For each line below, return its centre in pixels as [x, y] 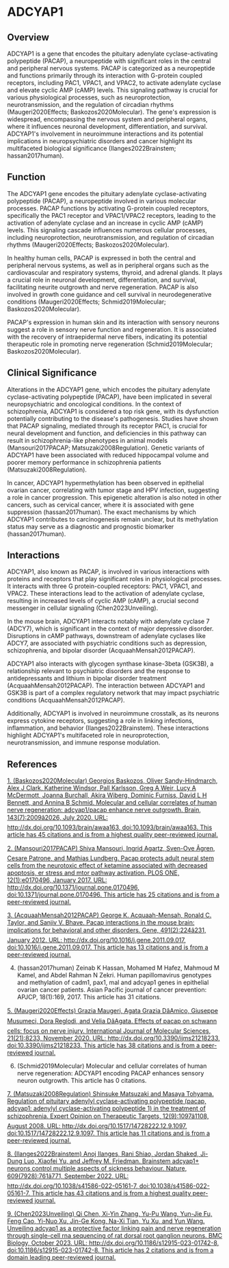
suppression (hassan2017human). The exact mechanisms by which [102, 512]
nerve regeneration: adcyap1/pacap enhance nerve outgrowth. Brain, [104, 810]
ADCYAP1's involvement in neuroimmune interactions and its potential [105, 134]
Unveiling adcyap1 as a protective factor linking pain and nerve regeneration [114, 1228]
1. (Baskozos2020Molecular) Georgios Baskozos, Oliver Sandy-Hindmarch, [112, 781]
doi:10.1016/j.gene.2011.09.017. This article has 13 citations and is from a [108, 947]
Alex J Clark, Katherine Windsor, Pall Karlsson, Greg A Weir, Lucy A [102, 788]
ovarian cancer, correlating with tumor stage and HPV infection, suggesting [113, 490]
